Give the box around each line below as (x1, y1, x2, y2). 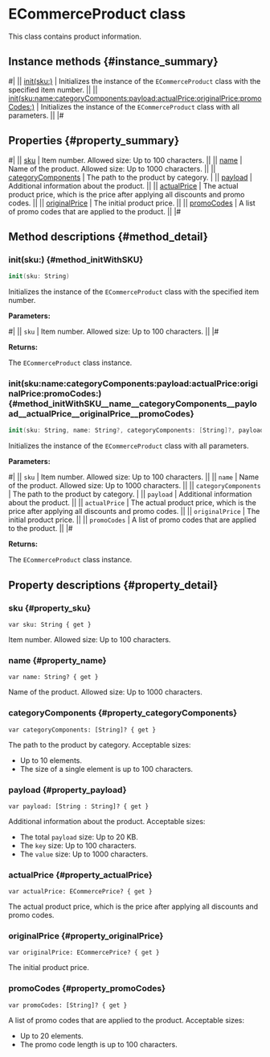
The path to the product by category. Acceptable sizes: (8, 740, 191, 749)
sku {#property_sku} (8, 602, 91, 613)
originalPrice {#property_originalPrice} (8, 931, 164, 942)
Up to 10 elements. (19, 755, 83, 765)
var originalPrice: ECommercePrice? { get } (8, 948, 160, 957)
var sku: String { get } (8, 620, 92, 628)
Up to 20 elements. (19, 1030, 84, 1040)
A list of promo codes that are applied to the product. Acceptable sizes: (8, 1015, 245, 1025)
